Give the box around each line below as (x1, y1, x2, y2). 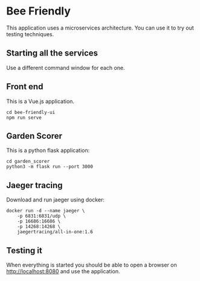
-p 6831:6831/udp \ (17, 213, 66, 219)
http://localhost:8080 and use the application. (6, 268, 120, 275)
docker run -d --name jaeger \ (6, 208, 85, 214)
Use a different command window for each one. (6, 64, 125, 71)
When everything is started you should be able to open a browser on (6, 261, 177, 268)
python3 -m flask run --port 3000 (6, 164, 94, 170)
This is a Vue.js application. (6, 98, 74, 105)
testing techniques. (6, 30, 54, 37)
